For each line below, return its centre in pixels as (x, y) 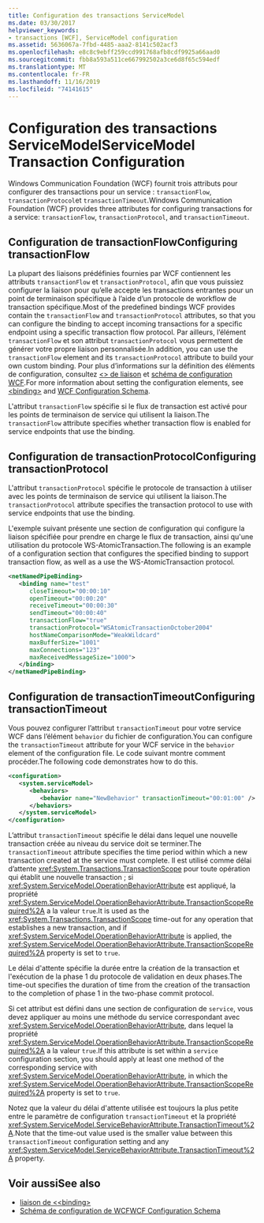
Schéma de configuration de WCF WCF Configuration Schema (120, 1210)
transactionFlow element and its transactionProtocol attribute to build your (131, 357)
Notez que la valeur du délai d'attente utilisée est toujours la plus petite (123, 1108)
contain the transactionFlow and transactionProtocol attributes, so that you (132, 315)
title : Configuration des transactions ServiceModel (97, 15)
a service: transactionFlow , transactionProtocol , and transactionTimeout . (129, 217)
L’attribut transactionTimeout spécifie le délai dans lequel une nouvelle (123, 836)
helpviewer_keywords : (44, 30)
